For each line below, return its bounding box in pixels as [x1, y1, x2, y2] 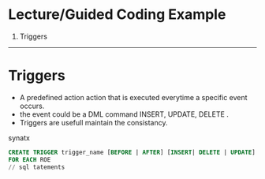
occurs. [19, 101, 45, 110]
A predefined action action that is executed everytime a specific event [19, 92, 248, 102]
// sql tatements [8, 163, 65, 171]
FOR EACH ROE [8, 155, 51, 163]
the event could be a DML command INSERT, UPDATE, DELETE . [19, 109, 229, 119]
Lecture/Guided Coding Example [8, 6, 226, 24]
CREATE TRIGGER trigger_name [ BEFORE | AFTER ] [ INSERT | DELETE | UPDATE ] [8, 148, 256, 156]
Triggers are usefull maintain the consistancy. [19, 117, 168, 127]
